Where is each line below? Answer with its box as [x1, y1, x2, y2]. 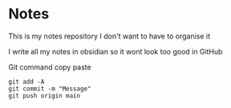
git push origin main [8, 91, 81, 100]
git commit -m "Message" [8, 85, 91, 93]
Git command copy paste [8, 62, 91, 72]
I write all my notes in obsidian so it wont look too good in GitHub [8, 46, 223, 56]
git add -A [8, 78, 45, 86]
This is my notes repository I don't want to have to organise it [8, 31, 211, 41]
